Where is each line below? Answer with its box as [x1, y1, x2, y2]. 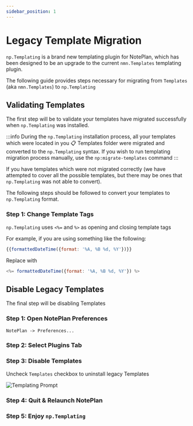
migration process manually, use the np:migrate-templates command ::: [6, 154, 178, 162]
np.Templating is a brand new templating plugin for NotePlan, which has [6, 53, 180, 60]
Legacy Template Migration [6, 33, 142, 47]
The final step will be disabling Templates [6, 300, 106, 307]
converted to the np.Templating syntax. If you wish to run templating [6, 148, 171, 155]
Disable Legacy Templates [6, 284, 104, 294]
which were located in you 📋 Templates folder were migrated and [6, 140, 165, 147]
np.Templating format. [6, 195, 60, 202]
